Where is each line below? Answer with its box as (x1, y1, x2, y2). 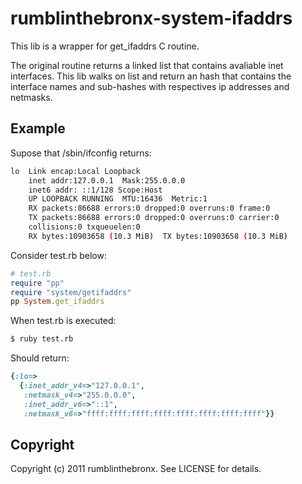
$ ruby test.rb (10, 334, 74, 344)
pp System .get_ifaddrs (10, 297, 105, 307)
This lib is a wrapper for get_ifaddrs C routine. (10, 40, 200, 52)
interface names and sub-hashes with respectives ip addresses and (10, 80, 290, 92)
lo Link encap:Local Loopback (10, 166, 141, 176)
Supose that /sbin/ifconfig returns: (10, 147, 152, 159)
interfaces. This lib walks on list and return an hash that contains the (10, 70, 292, 82)
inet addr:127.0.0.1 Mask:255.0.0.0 (28, 175, 186, 186)
